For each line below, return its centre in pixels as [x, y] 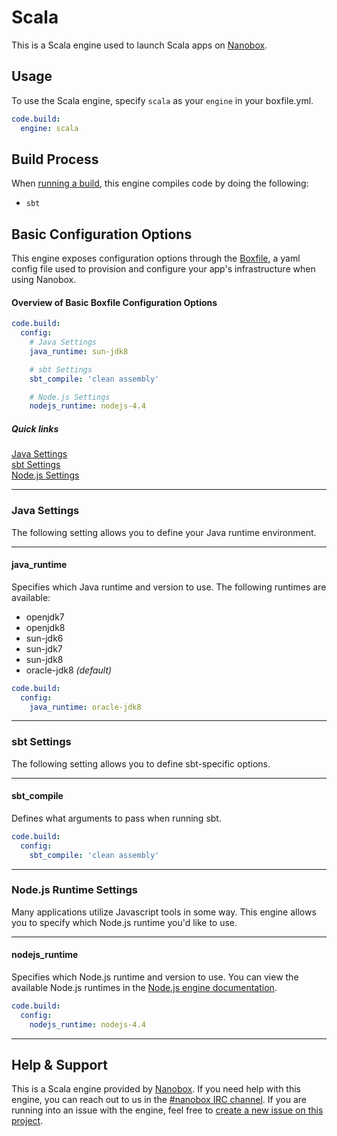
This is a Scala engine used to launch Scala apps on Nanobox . [139, 45]
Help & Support [60, 1065]
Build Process [55, 159]
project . [27, 1121]
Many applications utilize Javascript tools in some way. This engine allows [164, 912]
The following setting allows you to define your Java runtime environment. [164, 532]
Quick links [35, 428]
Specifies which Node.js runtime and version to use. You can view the [155, 977]
